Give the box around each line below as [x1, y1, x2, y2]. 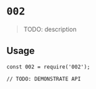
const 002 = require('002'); [6, 63, 90, 70]
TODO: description [23, 25, 77, 33]
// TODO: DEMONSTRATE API [6, 75, 81, 82]
